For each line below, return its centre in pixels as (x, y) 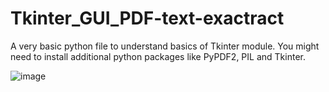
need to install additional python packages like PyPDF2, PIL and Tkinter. (158, 56)
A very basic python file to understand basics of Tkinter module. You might (165, 46)
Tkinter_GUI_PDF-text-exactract (147, 18)
